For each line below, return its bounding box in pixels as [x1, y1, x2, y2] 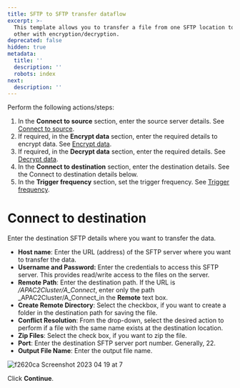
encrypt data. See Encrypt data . [17, 140, 112, 149]
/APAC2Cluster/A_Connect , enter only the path [17, 286, 155, 294]
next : [7, 76, 24, 84]
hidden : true [7, 44, 46, 51]
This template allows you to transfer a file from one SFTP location [14, 24, 225, 31]
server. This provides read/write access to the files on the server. [17, 271, 210, 279]
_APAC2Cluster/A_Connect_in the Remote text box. [17, 294, 168, 302]
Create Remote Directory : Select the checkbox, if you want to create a [17, 301, 226, 309]
